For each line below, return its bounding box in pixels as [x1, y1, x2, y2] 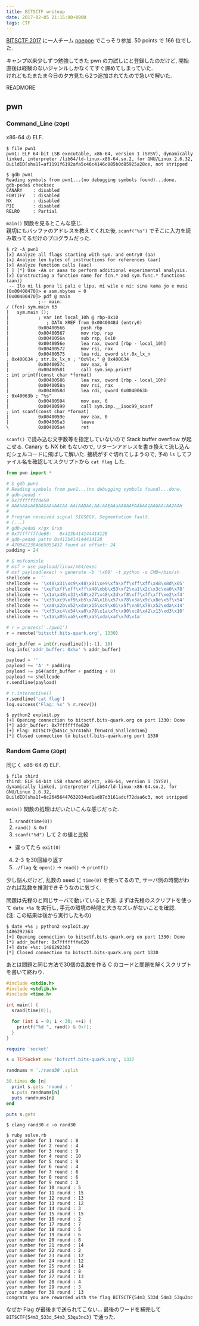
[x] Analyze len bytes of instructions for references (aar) [6, 257, 161, 263]
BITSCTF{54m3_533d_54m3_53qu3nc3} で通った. [6, 1313, 116, 1321]
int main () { [6, 1002, 39, 1008]
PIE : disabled [6, 203, 60, 209]
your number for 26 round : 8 [6, 1269, 82, 1275]
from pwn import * [6, 470, 52, 476]
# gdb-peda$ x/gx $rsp [6, 525, 63, 531]
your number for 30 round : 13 [6, 1290, 84, 1296]
